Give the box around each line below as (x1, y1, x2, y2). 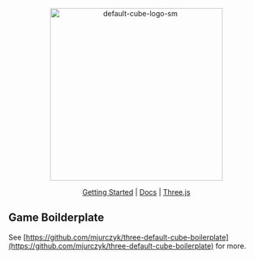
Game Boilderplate (8, 211, 105, 225)
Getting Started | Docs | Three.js (82, 188, 191, 196)
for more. (215, 240, 247, 251)
